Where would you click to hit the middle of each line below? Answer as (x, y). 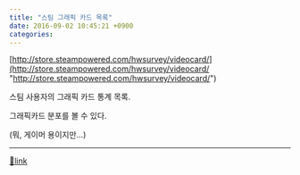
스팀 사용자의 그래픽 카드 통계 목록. (70, 97)
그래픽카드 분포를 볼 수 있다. (58, 116)
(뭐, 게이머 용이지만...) (48, 135)
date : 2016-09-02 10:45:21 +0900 (71, 26)
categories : (31, 34)
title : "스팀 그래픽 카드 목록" (61, 17)
